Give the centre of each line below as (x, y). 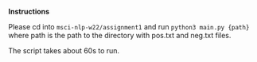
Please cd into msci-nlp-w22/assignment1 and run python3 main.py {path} (129, 27)
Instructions (29, 12)
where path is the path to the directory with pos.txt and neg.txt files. (120, 35)
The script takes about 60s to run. (64, 50)
